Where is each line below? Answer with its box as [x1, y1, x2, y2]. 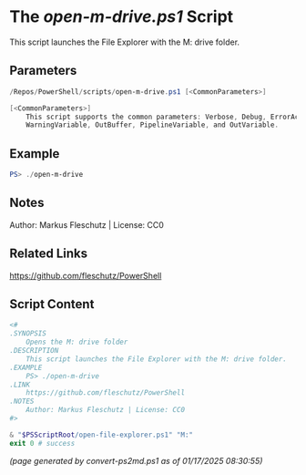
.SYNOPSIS [9, 329, 47, 338]
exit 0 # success [9, 439, 76, 448]
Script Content [9, 296, 95, 312]
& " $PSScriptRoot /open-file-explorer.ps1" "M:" [9, 430, 194, 439]
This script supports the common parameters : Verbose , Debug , [25, 112, 267, 121]
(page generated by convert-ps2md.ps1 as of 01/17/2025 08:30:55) [9, 455, 263, 466]
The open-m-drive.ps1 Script [9, 6, 234, 27]
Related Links [9, 246, 88, 262]
